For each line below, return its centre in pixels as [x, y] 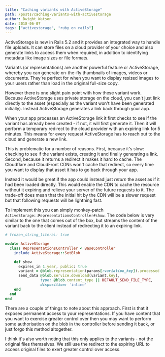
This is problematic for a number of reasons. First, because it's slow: [75, 149]
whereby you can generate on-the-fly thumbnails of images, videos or [76, 73]
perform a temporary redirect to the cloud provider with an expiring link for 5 [83, 129]
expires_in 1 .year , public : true [52, 267]
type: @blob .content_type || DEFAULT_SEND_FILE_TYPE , [97, 280]
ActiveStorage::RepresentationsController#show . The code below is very [80, 215]
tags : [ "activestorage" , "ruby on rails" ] [49, 28]
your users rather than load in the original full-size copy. [62, 83]
